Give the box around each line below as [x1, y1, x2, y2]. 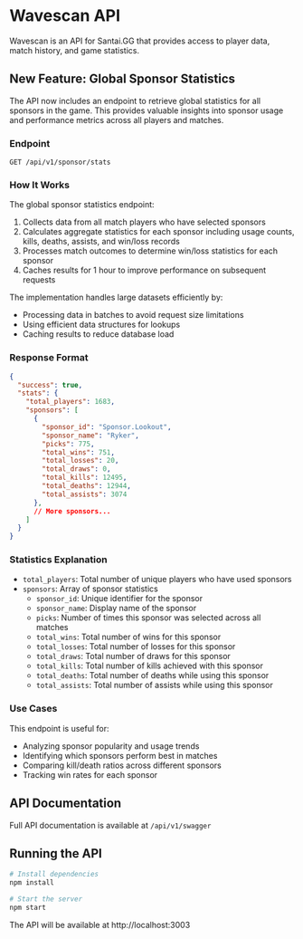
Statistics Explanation [9, 553, 108, 566]
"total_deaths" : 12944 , [42, 482, 131, 491]
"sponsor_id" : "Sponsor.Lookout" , [42, 422, 172, 431]
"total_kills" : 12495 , [42, 473, 128, 483]
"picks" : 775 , [42, 439, 95, 448]
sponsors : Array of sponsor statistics [22, 583, 158, 594]
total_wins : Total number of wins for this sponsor [35, 631, 222, 643]
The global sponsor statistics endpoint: [9, 199, 156, 210]
